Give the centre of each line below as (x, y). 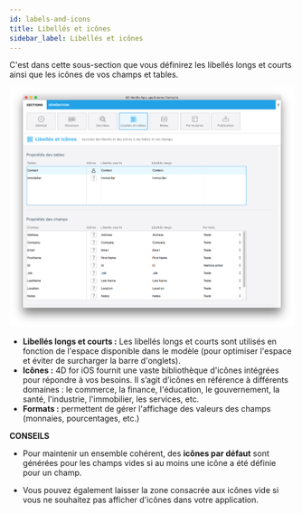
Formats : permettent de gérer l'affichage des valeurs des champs (146, 409)
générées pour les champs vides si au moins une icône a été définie (149, 463)
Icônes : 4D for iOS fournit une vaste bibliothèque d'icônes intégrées (151, 370)
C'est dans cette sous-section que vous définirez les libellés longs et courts (151, 65)
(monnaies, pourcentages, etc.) (81, 419)
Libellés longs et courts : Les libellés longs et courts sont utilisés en (150, 342)
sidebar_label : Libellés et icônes (76, 38)
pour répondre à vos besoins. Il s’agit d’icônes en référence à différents (156, 380)
